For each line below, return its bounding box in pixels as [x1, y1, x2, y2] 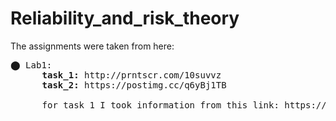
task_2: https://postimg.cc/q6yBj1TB [41, 79, 227, 91]
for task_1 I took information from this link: [41, 99, 280, 111]
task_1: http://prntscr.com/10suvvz [41, 69, 222, 81]
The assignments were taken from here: [10, 40, 175, 52]
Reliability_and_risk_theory [10, 7, 240, 30]
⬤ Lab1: [10, 59, 53, 71]
